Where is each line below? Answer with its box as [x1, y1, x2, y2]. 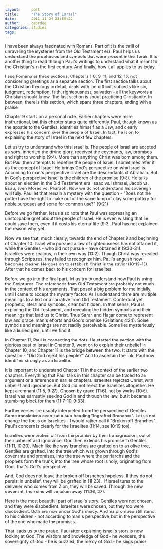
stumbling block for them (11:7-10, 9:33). [5, 398, 86, 404]
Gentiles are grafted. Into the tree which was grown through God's [5, 448, 138, 454]
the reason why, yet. [5, 226, 46, 231]
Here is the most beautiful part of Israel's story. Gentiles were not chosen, [5, 498, 153, 504]
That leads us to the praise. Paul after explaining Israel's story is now [5, 528, 143, 534]
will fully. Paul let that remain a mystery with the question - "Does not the [5, 190, 151, 196]
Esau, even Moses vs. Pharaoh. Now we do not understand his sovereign [5, 186, 152, 191]
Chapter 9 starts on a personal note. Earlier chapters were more [5, 114, 133, 119]
